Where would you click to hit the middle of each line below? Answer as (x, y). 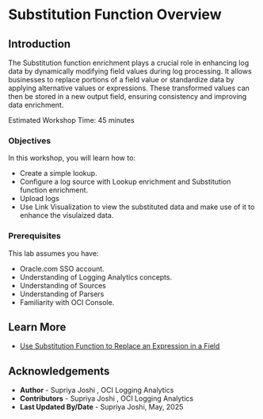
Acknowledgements (59, 371)
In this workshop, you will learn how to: (72, 158)
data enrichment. (36, 105)
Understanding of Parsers (62, 294)
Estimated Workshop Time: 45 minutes (71, 120)
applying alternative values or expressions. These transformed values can (129, 88)
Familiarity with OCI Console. (67, 302)
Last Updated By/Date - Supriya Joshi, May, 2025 (101, 407)
